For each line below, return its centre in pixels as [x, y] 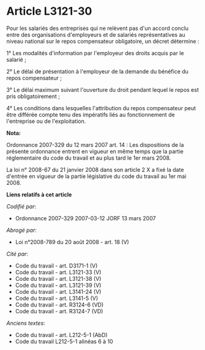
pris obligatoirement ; [33, 96]
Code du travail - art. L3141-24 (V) [58, 291]
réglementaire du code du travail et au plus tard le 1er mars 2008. [89, 158]
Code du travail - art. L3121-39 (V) [58, 285]
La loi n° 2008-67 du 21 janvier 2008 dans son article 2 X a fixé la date [95, 169]
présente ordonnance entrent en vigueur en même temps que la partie [95, 151]
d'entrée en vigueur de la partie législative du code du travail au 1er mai [96, 176]
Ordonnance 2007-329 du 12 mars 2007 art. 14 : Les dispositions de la [95, 144]
